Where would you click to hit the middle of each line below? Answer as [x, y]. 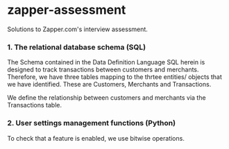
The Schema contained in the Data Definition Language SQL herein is [106, 62]
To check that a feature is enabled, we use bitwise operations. [96, 138]
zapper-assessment [67, 10]
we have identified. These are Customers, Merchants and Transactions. [109, 85]
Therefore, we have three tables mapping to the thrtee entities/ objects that [114, 77]
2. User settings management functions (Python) [91, 123]
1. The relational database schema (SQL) [77, 47]
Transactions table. [35, 105]
